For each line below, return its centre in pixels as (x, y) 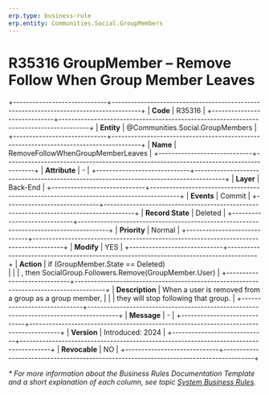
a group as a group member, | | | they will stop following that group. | (122, 299)
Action (31, 264)
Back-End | (27, 187)
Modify (86, 247)
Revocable (79, 349)
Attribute (61, 170)
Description (136, 290)
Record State (167, 213)
